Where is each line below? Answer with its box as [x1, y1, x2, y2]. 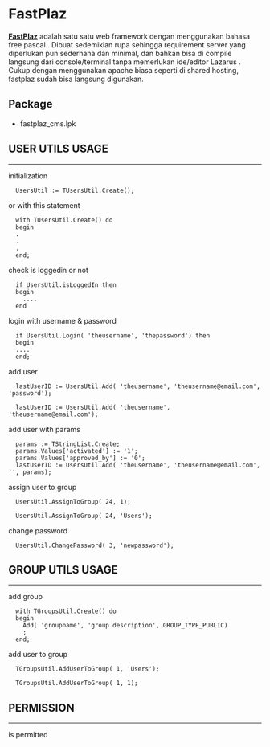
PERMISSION [8, 700, 75, 715]
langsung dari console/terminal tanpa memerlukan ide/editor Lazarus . [8, 57, 241, 67]
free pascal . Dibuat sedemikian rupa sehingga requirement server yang [8, 39, 247, 49]
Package [8, 97, 54, 111]
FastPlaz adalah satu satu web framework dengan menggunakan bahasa [8, 31, 251, 41]
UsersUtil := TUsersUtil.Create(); [15, 186, 135, 194]
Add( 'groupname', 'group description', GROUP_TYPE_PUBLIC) [22, 622, 228, 630]
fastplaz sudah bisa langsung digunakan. [8, 74, 145, 84]
